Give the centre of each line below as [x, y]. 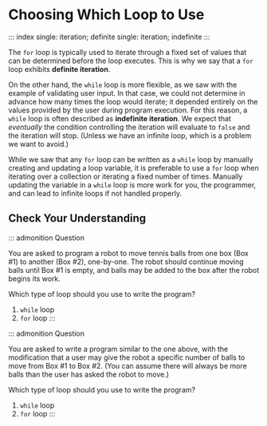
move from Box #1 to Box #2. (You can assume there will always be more [128, 365]
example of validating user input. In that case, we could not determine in [127, 93]
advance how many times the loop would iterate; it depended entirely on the [133, 101]
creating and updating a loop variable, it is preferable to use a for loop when [133, 168]
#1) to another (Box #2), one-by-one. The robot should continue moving [126, 262]
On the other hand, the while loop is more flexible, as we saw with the [123, 85]
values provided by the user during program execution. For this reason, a [128, 110]
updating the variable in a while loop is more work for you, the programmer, [132, 184]
